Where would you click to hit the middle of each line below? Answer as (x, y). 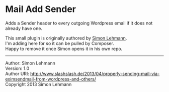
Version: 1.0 (17, 68)
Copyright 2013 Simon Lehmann (38, 84)
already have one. (24, 28)
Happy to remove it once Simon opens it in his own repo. (64, 48)
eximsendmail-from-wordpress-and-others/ (51, 79)
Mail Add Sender (41, 9)
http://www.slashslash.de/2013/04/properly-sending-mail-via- (95, 73)
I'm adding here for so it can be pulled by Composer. (60, 43)
